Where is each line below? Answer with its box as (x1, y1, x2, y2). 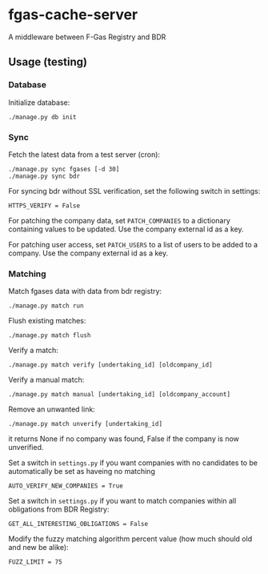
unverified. (8, 443, 44, 452)
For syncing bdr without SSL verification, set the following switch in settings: (8, 186, 261, 195)
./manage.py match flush (8, 331, 91, 339)
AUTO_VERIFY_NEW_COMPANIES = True (8, 482, 124, 490)
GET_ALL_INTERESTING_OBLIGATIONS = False (8, 520, 149, 528)
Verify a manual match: (8, 375, 85, 385)
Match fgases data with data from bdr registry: (8, 287, 162, 296)
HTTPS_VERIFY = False (8, 202, 81, 210)
